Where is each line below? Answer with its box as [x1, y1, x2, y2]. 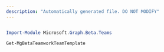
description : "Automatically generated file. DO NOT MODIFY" [6, 8, 160, 15]
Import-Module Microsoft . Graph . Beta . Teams [6, 30, 112, 36]
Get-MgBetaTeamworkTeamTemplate [6, 40, 86, 46]
